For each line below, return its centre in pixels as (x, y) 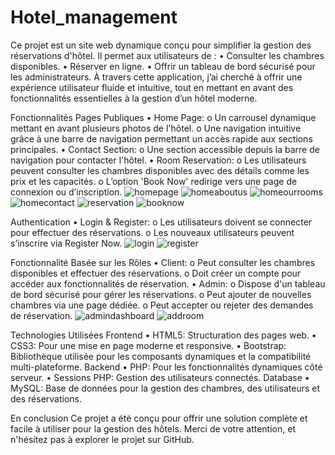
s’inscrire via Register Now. (66, 243)
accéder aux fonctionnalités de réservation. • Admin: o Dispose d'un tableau (168, 283)
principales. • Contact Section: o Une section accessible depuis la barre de (165, 149)
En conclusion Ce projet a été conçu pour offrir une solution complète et (159, 418)
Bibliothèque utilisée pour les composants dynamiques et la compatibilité (161, 356)
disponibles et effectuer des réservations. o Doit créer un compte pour (156, 273)
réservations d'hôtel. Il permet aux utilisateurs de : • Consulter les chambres (167, 55)
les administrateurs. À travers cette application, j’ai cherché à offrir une (156, 77)
